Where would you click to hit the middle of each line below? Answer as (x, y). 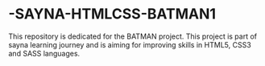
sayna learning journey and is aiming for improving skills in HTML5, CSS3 (130, 44)
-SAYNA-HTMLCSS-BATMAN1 (112, 14)
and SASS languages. (44, 53)
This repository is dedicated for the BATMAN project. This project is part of (133, 36)
